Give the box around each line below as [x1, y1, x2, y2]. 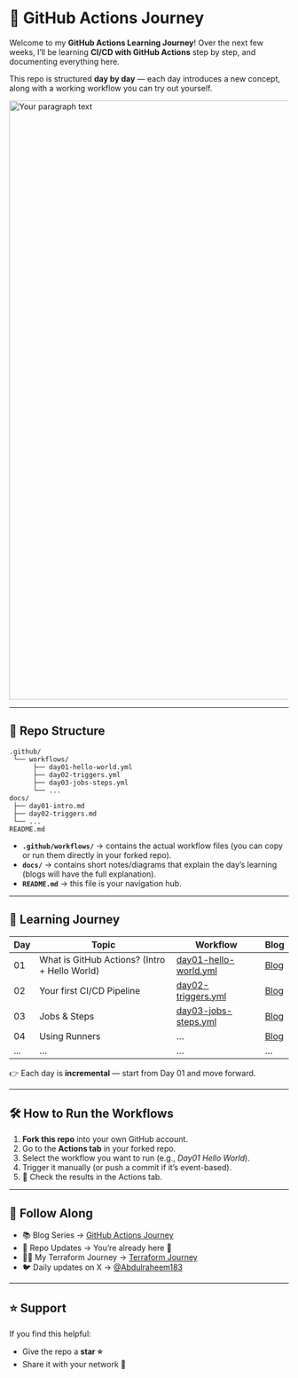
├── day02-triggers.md [12, 809, 98, 818]
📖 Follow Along [9, 1206, 93, 1221]
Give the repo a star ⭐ [21, 1346, 104, 1357]
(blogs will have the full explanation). [21, 869, 157, 879]
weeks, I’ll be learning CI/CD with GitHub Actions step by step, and [9, 46, 256, 57]
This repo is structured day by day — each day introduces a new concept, [9, 73, 281, 83]
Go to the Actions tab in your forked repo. [21, 1144, 176, 1154]
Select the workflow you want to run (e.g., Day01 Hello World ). [21, 1153, 250, 1163]
